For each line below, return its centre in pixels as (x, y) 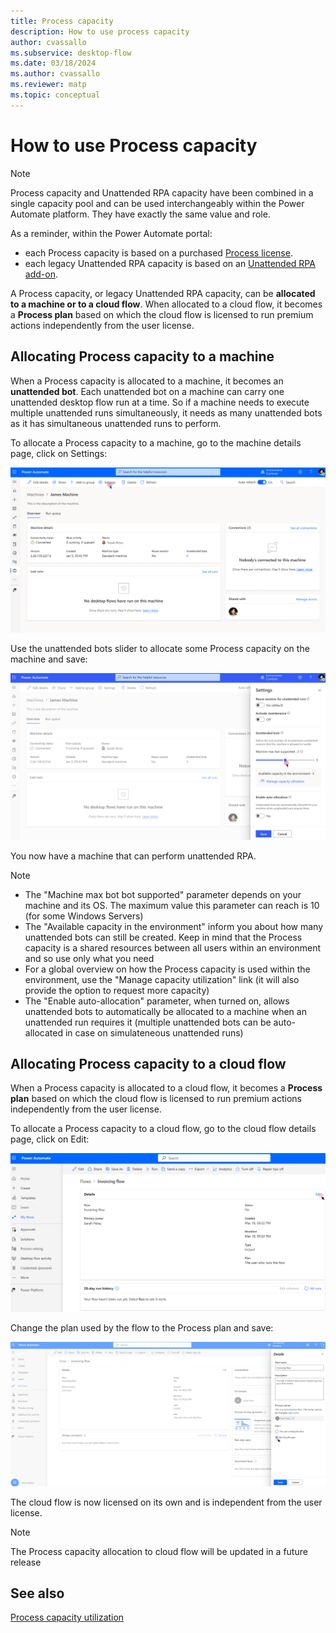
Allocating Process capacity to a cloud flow (148, 1063)
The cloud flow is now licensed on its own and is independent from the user (166, 1502)
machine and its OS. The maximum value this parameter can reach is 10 (172, 905)
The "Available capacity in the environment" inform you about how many (174, 926)
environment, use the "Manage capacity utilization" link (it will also (162, 979)
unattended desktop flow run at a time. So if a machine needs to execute (160, 402)
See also (37, 1593)
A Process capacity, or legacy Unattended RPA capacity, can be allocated (163, 293)
